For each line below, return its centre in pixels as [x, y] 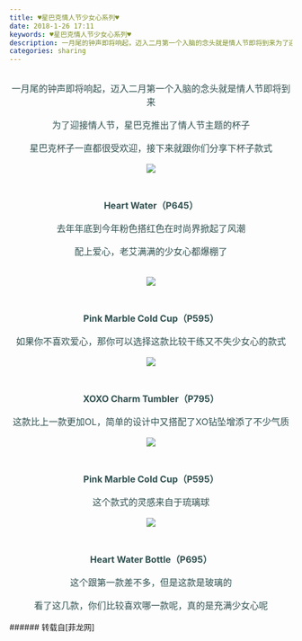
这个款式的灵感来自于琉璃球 [151, 503]
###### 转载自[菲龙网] [52, 628]
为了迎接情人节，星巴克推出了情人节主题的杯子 [151, 125]
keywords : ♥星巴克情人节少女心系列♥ [71, 34]
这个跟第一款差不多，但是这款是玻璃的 [151, 583]
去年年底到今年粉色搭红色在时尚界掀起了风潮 [151, 228]
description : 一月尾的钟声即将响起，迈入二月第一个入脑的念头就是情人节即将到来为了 [149, 43]
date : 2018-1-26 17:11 [52, 26]
